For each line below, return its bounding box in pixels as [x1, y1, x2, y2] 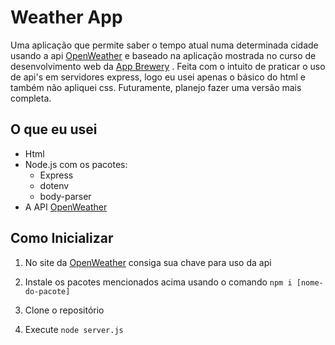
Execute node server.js [24, 323, 124, 335]
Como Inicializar [10, 230, 114, 247]
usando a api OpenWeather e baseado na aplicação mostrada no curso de [10, 49, 317, 61]
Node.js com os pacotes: [24, 158, 128, 170]
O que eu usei [10, 121, 98, 138]
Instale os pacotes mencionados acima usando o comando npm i [24, 276, 293, 288]
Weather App [10, 6, 123, 29]
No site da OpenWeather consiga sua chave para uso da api [24, 256, 272, 268]
